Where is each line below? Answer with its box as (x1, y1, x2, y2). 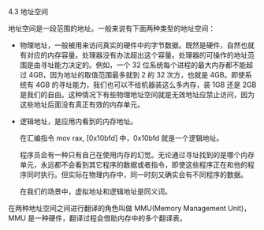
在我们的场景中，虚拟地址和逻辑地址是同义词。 (19, 187, 172, 196)
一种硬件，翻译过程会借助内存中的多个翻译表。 (34, 213, 187, 223)
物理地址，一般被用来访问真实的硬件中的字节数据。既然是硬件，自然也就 (19, 40, 255, 50)
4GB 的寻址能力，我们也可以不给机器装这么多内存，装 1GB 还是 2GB (35, 80, 257, 89)
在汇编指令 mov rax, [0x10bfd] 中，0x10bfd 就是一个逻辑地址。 (19, 134, 224, 142)
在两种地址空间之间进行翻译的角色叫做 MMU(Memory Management (8, 204, 227, 213)
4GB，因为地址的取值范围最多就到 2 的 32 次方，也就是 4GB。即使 (28, 70, 246, 79)
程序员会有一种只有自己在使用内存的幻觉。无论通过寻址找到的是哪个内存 (19, 150, 255, 160)
